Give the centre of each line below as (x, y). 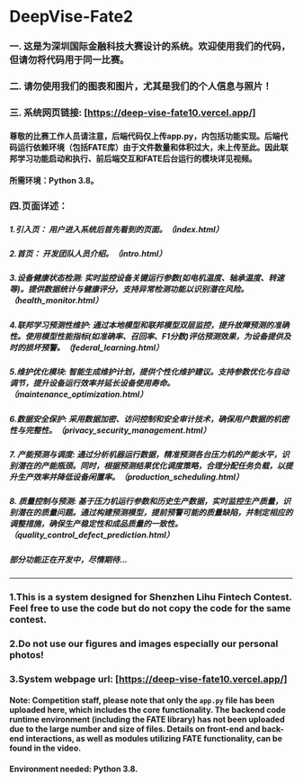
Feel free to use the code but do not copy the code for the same (150, 607)
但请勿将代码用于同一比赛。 (69, 60)
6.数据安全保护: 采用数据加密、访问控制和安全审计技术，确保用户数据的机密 (149, 418)
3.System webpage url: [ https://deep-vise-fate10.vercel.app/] (148, 679)
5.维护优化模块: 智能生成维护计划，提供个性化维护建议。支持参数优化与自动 (149, 372)
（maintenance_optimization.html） (79, 394)
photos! (27, 654)
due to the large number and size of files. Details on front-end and (135, 729)
